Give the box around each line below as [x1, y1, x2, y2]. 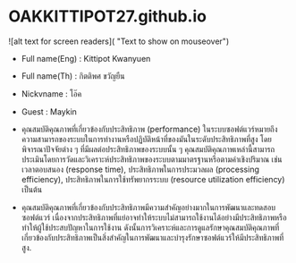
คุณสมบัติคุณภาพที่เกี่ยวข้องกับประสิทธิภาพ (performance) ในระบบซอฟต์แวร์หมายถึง [21, 123, 278, 134]
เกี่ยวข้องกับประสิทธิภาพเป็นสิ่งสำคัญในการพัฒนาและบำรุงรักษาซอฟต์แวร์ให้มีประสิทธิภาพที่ [21, 232, 284, 242]
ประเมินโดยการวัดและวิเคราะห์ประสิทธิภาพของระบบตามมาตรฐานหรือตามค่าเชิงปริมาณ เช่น [21, 154, 283, 165]
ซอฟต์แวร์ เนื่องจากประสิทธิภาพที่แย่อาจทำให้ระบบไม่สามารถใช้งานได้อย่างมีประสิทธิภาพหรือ [21, 212, 287, 223]
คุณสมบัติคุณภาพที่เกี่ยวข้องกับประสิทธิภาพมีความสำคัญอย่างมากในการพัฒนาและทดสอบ [21, 201, 276, 212]
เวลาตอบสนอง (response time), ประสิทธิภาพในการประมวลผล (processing [21, 164, 260, 174]
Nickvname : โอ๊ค [21, 88, 82, 99]
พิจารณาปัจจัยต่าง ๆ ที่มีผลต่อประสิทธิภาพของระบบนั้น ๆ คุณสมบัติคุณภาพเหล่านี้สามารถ [21, 143, 275, 154]
